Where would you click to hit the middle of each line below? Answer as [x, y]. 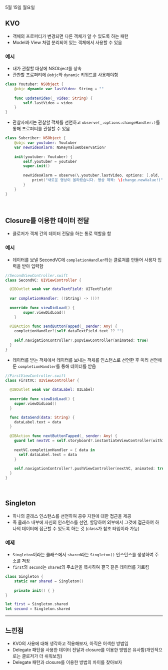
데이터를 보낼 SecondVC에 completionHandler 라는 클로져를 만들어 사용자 [84, 260]
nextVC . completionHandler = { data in [54, 450]
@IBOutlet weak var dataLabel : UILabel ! [52, 390]
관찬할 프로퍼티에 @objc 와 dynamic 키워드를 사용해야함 [65, 75]
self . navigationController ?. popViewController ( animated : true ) [81, 341]
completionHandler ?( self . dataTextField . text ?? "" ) [69, 331]
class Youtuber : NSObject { [34, 84]
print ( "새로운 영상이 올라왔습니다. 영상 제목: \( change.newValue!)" [97, 180]
